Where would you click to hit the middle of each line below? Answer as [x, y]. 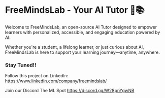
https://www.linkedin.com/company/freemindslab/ [56, 81]
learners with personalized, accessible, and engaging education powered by [82, 32]
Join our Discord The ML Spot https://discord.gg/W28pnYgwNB [70, 91]
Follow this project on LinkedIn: [37, 76]
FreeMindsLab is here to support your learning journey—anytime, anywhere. [82, 52]
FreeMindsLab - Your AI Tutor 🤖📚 [75, 10]
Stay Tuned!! [21, 65]
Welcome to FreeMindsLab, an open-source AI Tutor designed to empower [81, 27]
